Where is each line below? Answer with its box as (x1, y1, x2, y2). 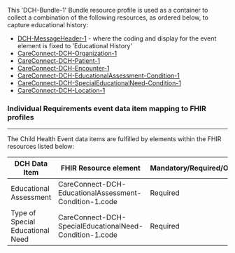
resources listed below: (7, 143, 75, 151)
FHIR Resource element (60, 164, 141, 173)
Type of (10, 208, 36, 218)
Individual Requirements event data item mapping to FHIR (7, 103, 206, 113)
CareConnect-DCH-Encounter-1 (17, 64, 110, 72)
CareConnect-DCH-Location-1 (17, 87, 106, 94)
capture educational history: (7, 21, 89, 29)
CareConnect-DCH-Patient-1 (17, 57, 100, 65)
